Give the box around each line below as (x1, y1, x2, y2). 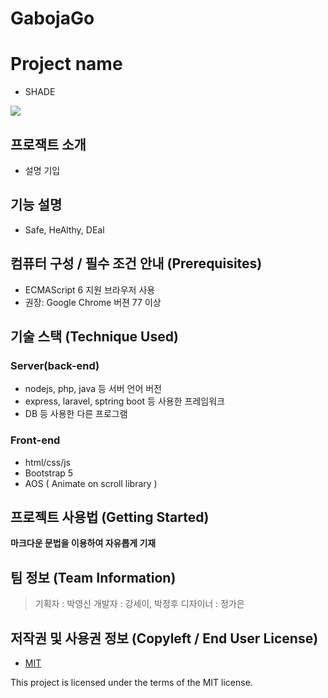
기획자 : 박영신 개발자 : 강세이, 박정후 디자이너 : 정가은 (34, 598, 245, 610)
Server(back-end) (10, 358, 100, 372)
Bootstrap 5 (24, 467, 74, 479)
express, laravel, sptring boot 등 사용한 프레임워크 (24, 395, 225, 407)
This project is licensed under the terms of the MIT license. (10, 676, 253, 688)
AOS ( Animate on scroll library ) (24, 477, 158, 489)
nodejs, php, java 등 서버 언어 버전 (24, 383, 162, 395)
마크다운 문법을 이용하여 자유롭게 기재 (10, 537, 157, 549)
